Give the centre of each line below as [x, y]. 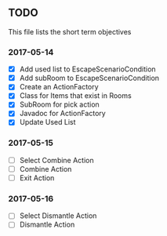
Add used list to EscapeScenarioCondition [87, 69]
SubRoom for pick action [59, 104]
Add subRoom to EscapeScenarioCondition [89, 78]
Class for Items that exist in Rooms [75, 96]
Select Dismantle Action [58, 216]
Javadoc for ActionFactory [62, 114]
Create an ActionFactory [59, 87]
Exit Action [37, 178]
